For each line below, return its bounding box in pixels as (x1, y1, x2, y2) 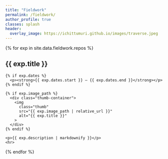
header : (5, 26, 22, 31)
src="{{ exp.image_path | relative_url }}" (18, 109, 113, 114)
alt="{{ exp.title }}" (18, 113, 67, 118)
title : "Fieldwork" (5, 7, 47, 13)
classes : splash (5, 21, 40, 27)
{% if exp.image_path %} (5, 91, 58, 96)
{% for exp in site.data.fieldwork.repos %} (5, 45, 94, 51)
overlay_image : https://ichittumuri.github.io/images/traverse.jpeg (10, 31, 158, 36)
